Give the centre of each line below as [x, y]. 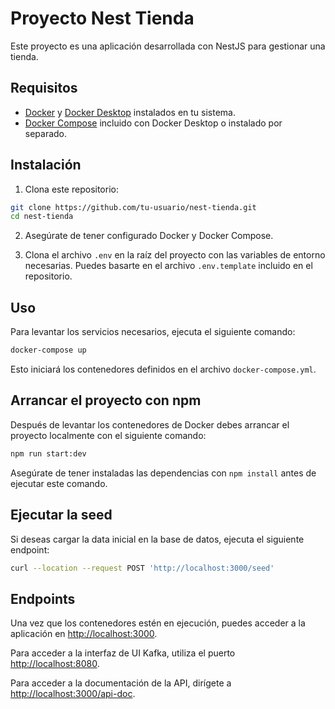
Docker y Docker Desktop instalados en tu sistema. [130, 112]
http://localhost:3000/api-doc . [73, 694]
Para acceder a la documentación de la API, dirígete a [121, 683]
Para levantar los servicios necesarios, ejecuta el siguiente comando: [153, 332]
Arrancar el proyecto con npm [106, 400]
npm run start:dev [48, 453]
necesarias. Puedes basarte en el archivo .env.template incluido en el [168, 266]
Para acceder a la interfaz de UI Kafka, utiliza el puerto [123, 653]
